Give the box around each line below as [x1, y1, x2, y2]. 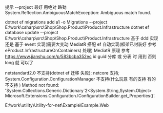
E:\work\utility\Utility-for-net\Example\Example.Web [5, 102, 109, 108]
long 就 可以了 [5, 60, 34, 65]
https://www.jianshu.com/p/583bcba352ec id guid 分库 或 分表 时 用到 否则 [5, 54, 157, 59]
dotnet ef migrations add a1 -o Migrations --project [5, 19, 107, 25]
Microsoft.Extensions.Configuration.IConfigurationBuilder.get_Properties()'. [5, 93, 156, 98]
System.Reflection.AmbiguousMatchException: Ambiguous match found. [5, 10, 151, 16]
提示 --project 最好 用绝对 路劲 [5, 4, 67, 10]
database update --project [5, 30, 59, 35]
